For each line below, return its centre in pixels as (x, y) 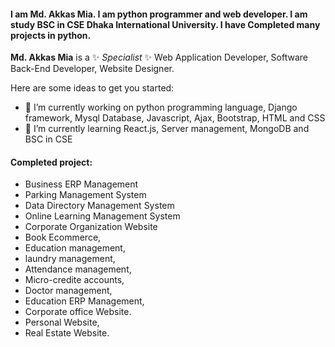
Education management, (75, 248)
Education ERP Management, (84, 301)
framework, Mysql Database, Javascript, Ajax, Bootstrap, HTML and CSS (175, 118)
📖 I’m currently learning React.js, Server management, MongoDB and (167, 129)
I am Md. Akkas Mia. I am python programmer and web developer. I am (159, 14)
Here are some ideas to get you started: (92, 88)
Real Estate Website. (67, 333)
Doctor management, (68, 291)
